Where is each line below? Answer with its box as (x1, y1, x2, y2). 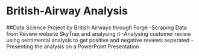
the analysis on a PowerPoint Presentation (34, 43, 139, 50)
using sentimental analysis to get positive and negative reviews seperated (6, 36, 190, 43)
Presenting (6, 43, 33, 50)
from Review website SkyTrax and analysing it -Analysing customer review (6, 30, 192, 37)
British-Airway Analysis (6, 4, 128, 18)
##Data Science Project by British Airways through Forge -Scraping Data (6, 24, 187, 31)
